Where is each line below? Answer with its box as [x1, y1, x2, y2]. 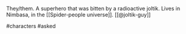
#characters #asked [6, 23, 56, 29]
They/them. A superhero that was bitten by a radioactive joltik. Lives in [6, 5, 181, 12]
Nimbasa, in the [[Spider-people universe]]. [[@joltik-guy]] [6, 11, 151, 18]
